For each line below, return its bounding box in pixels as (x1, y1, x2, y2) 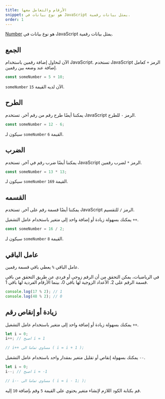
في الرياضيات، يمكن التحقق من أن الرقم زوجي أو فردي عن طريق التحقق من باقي (5, 274, 159, 280)
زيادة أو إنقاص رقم (5, 308, 57, 316)
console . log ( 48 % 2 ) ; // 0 (5, 294, 62, 299)
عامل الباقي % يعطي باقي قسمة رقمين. (5, 263, 80, 270)
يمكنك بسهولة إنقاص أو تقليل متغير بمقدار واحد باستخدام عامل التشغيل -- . (5, 355, 146, 361)
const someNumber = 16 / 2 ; (5, 226, 65, 232)
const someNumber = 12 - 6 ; (5, 122, 65, 127)
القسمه (5, 193, 26, 202)
